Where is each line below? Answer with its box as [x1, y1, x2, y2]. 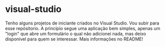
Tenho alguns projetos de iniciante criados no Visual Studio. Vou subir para [5, 20, 160, 26]
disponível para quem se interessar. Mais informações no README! [5, 36, 144, 42]
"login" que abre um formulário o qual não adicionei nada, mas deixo [5, 30, 146, 36]
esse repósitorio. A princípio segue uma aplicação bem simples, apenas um [5, 25, 161, 31]
